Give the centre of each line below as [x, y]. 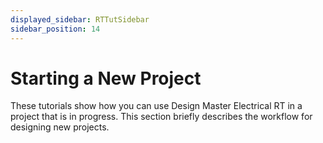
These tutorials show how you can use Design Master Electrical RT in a [156, 106]
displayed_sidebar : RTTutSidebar [80, 19]
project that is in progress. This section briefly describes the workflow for [161, 117]
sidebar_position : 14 [55, 29]
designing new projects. [60, 127]
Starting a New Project [106, 78]
